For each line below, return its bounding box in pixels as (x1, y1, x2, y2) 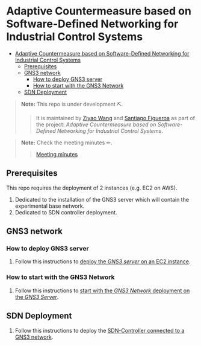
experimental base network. (14, 202, 85, 210)
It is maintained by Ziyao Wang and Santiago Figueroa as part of (36, 114, 196, 121)
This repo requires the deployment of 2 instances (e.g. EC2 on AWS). (6, 184, 178, 191)
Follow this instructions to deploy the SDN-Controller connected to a (14, 327, 185, 334)
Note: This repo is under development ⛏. (20, 100, 123, 107)
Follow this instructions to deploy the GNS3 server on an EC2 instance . (14, 258, 191, 265)
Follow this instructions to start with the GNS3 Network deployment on (14, 287, 190, 294)
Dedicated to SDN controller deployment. (14, 208, 117, 216)
